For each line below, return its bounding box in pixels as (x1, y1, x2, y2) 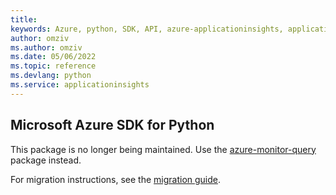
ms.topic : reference (10, 61, 97, 71)
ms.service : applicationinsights (10, 80, 150, 90)
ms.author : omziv (10, 42, 83, 53)
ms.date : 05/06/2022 (10, 52, 97, 62)
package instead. (10, 154, 82, 166)
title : (10, 14, 38, 25)
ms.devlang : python (10, 71, 92, 81)
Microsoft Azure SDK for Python (10, 117, 215, 134)
